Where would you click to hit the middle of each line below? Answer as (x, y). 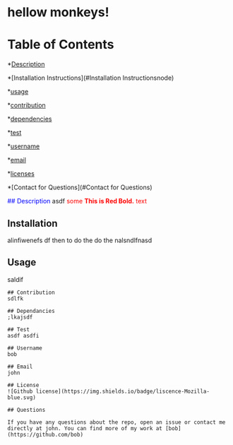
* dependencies (30, 119)
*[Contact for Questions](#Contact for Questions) (80, 187)
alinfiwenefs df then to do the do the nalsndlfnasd (80, 240)
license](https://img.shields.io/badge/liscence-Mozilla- (123, 391)
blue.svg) (22, 397)
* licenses (21, 174)
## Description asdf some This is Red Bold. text (77, 201)
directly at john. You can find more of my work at (85, 428)
